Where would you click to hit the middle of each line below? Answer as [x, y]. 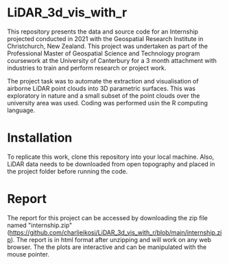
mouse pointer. [28, 254]
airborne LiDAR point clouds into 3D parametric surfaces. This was [101, 88]
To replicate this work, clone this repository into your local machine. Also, [111, 157]
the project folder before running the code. [68, 171]
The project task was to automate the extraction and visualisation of [103, 81]
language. [21, 110]
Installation [40, 138]
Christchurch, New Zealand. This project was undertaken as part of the [107, 46]
